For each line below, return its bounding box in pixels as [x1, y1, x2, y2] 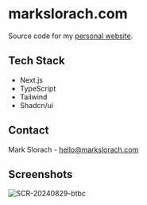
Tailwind [19, 92, 48, 102]
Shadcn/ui [19, 100, 54, 110]
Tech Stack [8, 54, 65, 68]
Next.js [19, 75, 44, 84]
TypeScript [19, 83, 56, 93]
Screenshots [8, 168, 73, 181]
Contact [8, 124, 49, 137]
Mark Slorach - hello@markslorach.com [8, 145, 139, 154]
